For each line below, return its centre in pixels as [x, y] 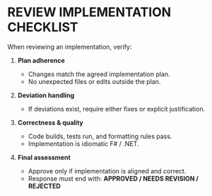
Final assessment [44, 157]
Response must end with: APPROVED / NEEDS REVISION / [113, 178]
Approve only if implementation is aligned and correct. [107, 171]
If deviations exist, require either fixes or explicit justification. [117, 109]
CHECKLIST [43, 27]
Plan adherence [41, 60]
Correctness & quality [50, 122]
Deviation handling [46, 95]
